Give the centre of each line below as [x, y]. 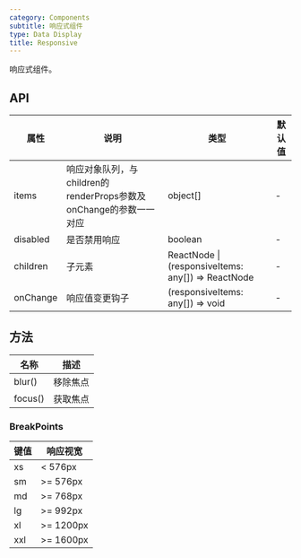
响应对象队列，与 [102, 170]
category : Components [50, 17]
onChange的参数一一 [110, 210]
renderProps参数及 [106, 196]
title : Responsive [43, 43]
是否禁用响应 [93, 240]
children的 [88, 183]
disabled [32, 240]
